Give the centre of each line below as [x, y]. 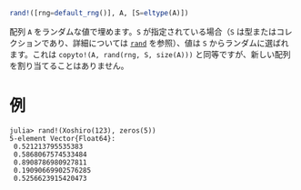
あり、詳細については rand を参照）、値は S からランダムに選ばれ [169, 43]
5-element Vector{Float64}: [63, 138]
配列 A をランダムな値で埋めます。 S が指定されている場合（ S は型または [143, 31]
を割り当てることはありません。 [69, 65]
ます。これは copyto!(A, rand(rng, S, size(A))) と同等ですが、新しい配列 [150, 54]
